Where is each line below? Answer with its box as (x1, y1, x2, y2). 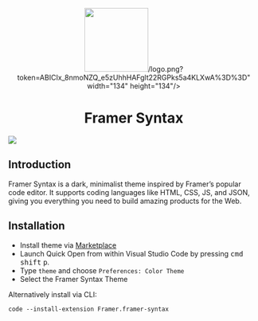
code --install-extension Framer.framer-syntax (8, 305, 170, 313)
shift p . (19, 257, 50, 267)
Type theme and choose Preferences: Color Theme (19, 265, 185, 275)
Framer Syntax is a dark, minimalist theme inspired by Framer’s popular (8, 179, 241, 189)
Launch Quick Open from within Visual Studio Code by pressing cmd (19, 249, 244, 258)
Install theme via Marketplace (19, 240, 117, 250)
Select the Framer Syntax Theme (19, 274, 128, 284)
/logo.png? (147, 65, 184, 73)
